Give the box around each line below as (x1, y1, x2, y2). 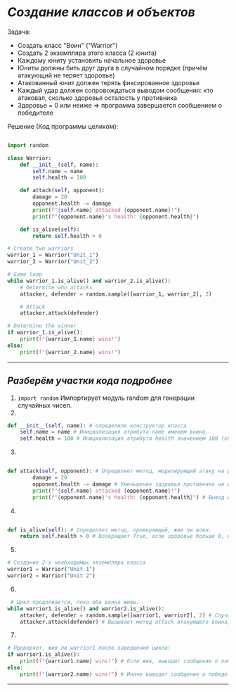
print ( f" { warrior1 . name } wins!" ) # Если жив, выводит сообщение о (20, 658, 218, 665)
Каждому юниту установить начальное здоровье (17, 56, 166, 64)
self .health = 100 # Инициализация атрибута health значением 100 (20, 435, 218, 442)
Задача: (7, 27, 31, 36)
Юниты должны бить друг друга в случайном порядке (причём (17, 63, 208, 72)
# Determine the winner (7, 322, 77, 329)
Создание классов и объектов (7, 4, 195, 20)
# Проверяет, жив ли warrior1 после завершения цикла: (7, 645, 171, 652)
